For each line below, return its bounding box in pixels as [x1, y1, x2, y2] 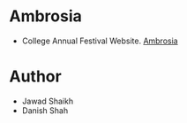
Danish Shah [21, 104, 69, 116]
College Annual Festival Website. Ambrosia [21, 35, 178, 46]
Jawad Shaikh [21, 96, 73, 106]
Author [9, 66, 62, 87]
